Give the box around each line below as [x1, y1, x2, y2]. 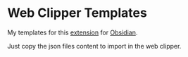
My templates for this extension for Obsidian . [7, 28, 138, 37]
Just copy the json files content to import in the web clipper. [7, 42, 182, 50]
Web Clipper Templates [7, 5, 148, 21]
